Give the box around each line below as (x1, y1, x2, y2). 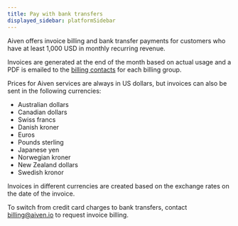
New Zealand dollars (17, 160, 78, 169)
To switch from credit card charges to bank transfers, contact (7, 203, 188, 211)
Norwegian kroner (17, 153, 71, 162)
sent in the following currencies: (7, 86, 102, 95)
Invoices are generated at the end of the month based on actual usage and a (7, 57, 232, 66)
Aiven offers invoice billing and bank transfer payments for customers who (7, 36, 226, 45)
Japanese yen (17, 145, 60, 154)
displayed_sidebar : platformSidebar (7, 17, 116, 24)
